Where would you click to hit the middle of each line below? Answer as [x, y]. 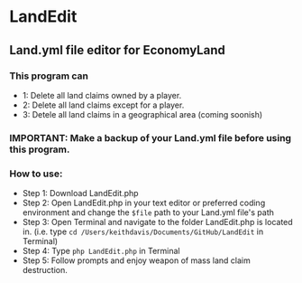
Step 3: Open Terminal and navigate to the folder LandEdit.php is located [157, 222]
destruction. [45, 270]
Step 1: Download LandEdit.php [80, 193]
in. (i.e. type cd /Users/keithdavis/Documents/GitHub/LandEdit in [143, 231]
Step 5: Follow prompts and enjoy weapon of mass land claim [136, 260]
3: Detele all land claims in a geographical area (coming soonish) [142, 114]
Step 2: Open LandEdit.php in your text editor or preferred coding [144, 203]
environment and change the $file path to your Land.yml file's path [148, 212]
